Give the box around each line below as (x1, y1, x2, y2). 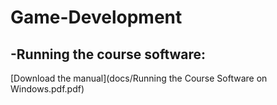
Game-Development (10, 6, 183, 29)
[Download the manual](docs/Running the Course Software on (10, 72, 268, 84)
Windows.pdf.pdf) (10, 83, 85, 95)
